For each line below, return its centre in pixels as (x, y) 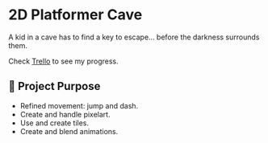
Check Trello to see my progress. (63, 61)
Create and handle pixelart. (65, 114)
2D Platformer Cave (75, 15)
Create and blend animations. (69, 131)
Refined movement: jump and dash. (79, 105)
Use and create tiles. (54, 123)
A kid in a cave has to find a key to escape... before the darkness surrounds (134, 37)
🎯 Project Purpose (54, 86)
